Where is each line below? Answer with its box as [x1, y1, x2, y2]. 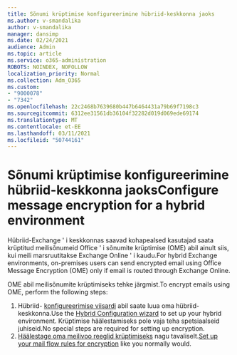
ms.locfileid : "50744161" [7, 136, 84, 143]
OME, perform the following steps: [7, 288, 108, 297]
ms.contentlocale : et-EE [7, 123, 81, 130]
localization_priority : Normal [7, 70, 100, 77]
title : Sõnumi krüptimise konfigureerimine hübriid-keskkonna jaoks [7, 10, 215, 18]
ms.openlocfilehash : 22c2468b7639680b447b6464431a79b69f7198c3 [7, 103, 199, 110]
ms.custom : [7, 83, 40, 91]
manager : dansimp [7, 30, 59, 38]
